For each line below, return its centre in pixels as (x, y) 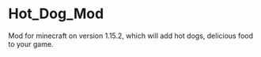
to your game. (31, 44)
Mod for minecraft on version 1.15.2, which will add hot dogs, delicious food (131, 36)
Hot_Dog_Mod (56, 14)
